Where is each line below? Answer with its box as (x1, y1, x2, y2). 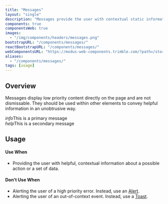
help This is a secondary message (5, 120, 74, 126)
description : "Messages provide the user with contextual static (5, 16, 144, 21)
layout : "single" (5, 12, 41, 17)
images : (5, 30, 21, 35)
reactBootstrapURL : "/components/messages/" (5, 44, 99, 49)
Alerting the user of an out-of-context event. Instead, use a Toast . (12, 193, 148, 199)
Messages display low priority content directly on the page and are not (5, 94, 151, 100)
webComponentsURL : (5, 49, 43, 54)
